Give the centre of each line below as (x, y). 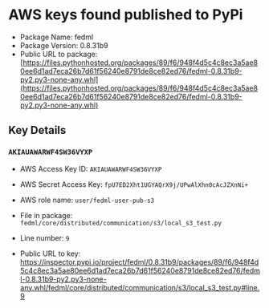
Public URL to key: (50, 253)
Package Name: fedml (57, 37)
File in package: (46, 215)
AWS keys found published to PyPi (126, 15)
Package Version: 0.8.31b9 (64, 45)
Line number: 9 (45, 237)
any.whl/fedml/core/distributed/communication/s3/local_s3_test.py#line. (140, 287)
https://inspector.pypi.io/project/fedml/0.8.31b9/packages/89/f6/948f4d (139, 261)
